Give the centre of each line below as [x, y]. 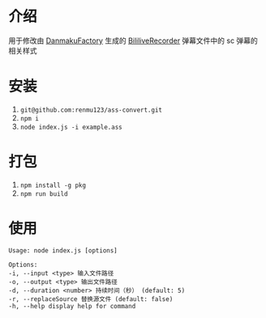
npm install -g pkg [53, 185]
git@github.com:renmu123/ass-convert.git [91, 110]
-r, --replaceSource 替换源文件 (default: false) [91, 299]
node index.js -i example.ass [71, 127]
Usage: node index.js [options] [63, 250]
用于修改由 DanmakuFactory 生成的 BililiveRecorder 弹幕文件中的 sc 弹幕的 [133, 40]
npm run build [44, 194]
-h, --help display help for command [72, 306]
